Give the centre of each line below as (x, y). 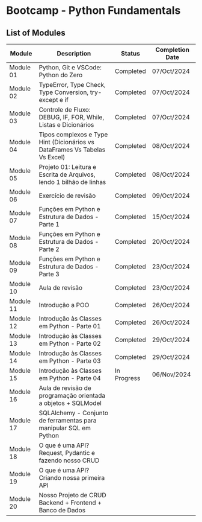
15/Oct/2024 (171, 217)
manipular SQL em (65, 428)
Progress (127, 378)
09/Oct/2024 (171, 196)
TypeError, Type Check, (72, 85)
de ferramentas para (68, 420)
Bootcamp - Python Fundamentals (93, 11)
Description (74, 53)
